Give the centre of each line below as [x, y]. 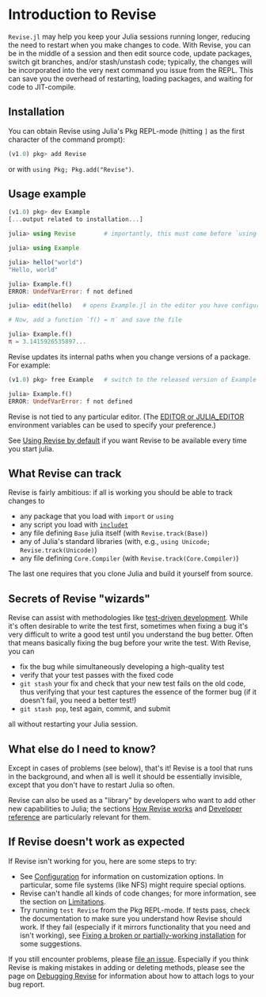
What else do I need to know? [82, 749]
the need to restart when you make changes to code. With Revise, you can [130, 44]
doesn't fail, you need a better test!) [78, 700]
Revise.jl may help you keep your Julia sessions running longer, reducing [129, 36]
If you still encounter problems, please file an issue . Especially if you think [129, 959]
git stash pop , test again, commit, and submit [95, 709]
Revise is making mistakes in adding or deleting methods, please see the [127, 967]
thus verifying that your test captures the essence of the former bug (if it [138, 692]
